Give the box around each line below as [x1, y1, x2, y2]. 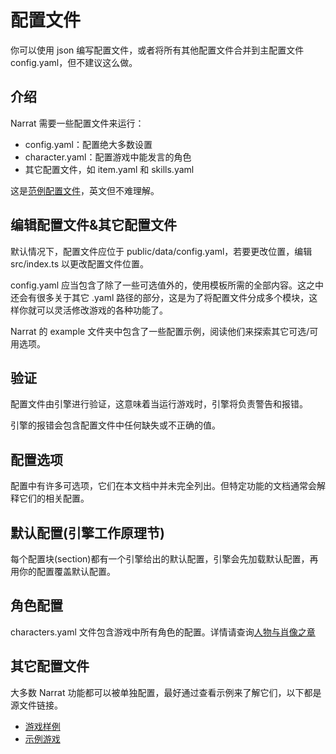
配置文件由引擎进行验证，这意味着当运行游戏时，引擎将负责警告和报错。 [10, 398, 308, 410]
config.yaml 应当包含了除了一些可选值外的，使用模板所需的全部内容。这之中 [10, 279, 325, 291]
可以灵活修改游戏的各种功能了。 [36, 304, 168, 316]
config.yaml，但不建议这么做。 [10, 56, 138, 68]
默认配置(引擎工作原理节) [10, 524, 165, 541]
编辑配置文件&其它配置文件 [10, 217, 178, 234]
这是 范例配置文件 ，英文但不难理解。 [10, 184, 160, 196]
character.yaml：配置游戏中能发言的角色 [24, 151, 192, 163]
